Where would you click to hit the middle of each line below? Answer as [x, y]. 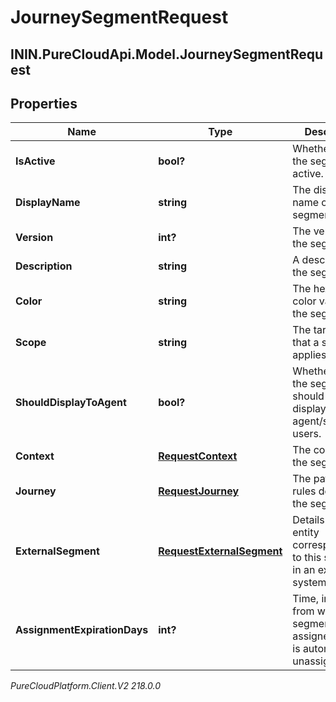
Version [34, 238]
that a [306, 343]
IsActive [35, 161]
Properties [44, 103]
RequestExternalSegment [220, 551]
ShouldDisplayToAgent [71, 403]
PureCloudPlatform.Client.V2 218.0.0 [86, 686]
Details [308, 520]
